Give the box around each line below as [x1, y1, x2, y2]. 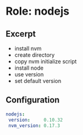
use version [14, 71, 44, 78]
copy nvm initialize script [14, 58, 77, 65]
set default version [14, 78, 62, 84]
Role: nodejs [5, 4, 70, 18]
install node [14, 64, 44, 71]
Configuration [5, 95, 60, 105]
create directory [14, 51, 55, 59]
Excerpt [5, 29, 36, 39]
